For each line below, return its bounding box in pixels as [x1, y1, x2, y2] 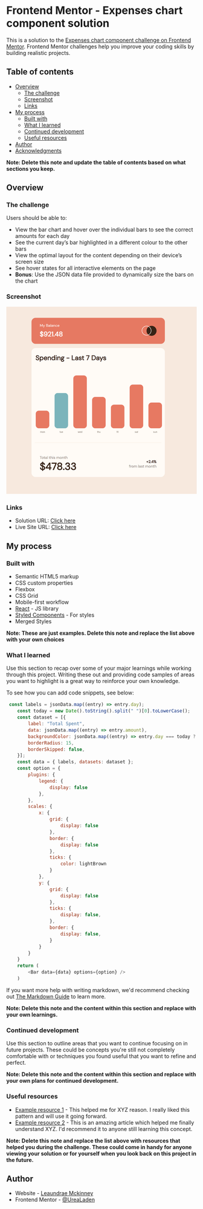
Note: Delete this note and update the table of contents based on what [6, 158, 186, 166]
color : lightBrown [60, 861, 107, 867]
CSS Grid [14, 592, 38, 600]
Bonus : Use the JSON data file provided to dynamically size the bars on [14, 271, 195, 278]
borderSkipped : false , [28, 746, 85, 752]
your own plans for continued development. [6, 1077, 119, 1085]
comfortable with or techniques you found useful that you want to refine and [6, 1053, 196, 1060]
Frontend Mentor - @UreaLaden [14, 1196, 95, 1204]
